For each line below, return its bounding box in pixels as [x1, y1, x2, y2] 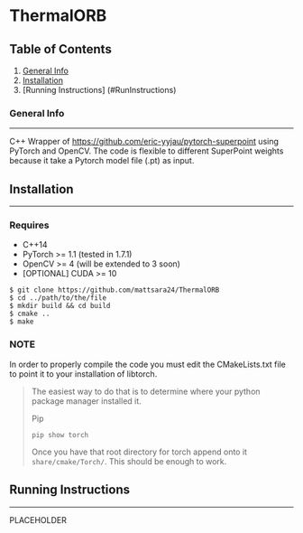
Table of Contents [9, 42, 113, 57]
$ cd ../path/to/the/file [9, 294, 106, 303]
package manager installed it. [31, 395, 142, 407]
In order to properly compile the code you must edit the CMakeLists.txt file [9, 359, 286, 369]
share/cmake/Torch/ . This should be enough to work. [31, 455, 227, 466]
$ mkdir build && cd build [9, 302, 111, 311]
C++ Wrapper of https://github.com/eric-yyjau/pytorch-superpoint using [9, 136, 280, 147]
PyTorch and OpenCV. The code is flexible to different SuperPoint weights [9, 145, 284, 156]
